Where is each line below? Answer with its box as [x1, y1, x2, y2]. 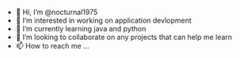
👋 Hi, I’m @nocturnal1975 [15, 8, 98, 16]
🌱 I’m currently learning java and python [15, 24, 147, 33]
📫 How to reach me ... [15, 42, 90, 50]
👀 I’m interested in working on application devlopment [15, 16, 192, 25]
